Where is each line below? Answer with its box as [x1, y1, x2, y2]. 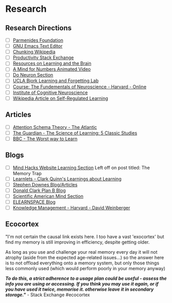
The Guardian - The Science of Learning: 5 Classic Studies [12, 129, 138, 136]
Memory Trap [12, 170, 42, 176]
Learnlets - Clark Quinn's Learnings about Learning [12, 176, 122, 182]
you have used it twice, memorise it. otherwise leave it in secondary [5, 286, 154, 292]
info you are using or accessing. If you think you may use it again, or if [5, 280, 159, 287]
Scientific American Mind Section [12, 193, 84, 199]
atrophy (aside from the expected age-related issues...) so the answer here [5, 254, 164, 260]
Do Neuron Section [12, 72, 53, 78]
